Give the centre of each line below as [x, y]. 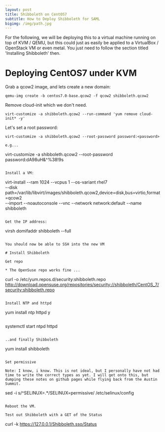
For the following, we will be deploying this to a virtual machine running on [81, 38]
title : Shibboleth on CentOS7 [36, 14]
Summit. [13, 384]
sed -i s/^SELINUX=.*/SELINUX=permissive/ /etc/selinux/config [70, 393]
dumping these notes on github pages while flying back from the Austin [81, 380]
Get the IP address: [26, 222]
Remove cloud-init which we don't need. [46, 105]
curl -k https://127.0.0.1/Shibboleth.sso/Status [51, 424]
